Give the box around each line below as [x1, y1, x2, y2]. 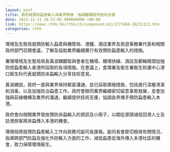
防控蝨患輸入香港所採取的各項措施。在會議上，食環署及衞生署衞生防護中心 [5, 65, 160, 71]
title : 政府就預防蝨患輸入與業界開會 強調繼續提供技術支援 [5, 12, 115, 17]
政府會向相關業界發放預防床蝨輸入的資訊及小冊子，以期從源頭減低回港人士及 [5, 111, 165, 117]
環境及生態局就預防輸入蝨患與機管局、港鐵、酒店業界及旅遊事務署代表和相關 [5, 41, 165, 47]
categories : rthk [5, 26, 42, 32]
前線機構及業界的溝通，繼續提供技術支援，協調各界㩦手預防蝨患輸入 [14, 95, 156, 101]
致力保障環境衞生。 [14, 141, 54, 147]
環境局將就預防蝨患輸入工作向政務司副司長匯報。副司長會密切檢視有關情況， [5, 129, 165, 135]
